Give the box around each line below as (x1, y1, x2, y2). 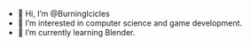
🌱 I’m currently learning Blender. (17, 27, 136, 37)
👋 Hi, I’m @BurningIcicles (17, 9, 111, 19)
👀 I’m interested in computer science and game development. (17, 18, 242, 28)
